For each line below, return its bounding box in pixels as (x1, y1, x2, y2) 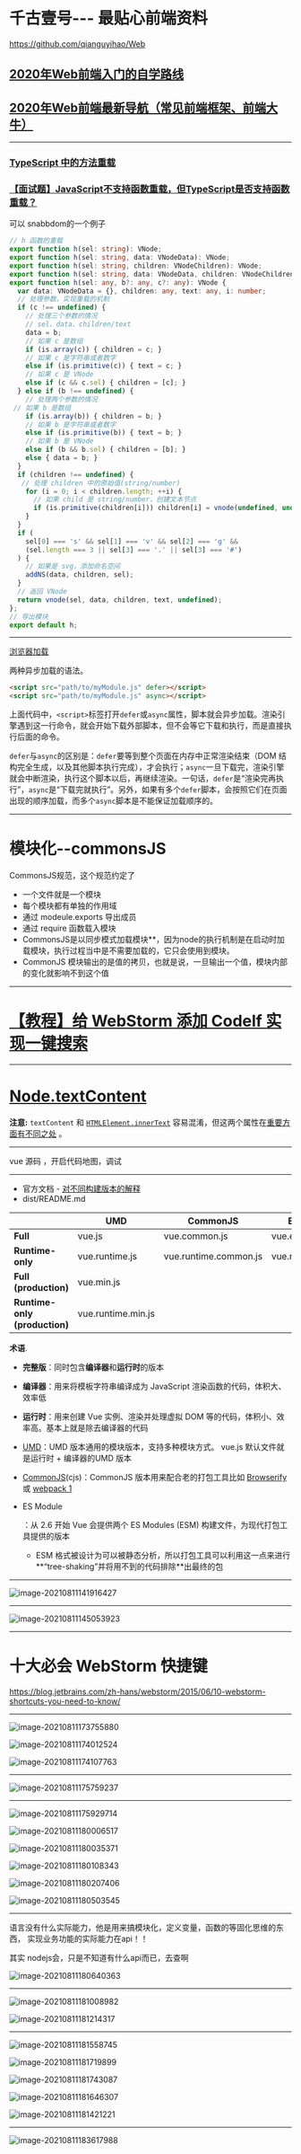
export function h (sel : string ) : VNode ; (9, 244, 163, 254)
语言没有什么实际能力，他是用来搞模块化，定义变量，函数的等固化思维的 (9, 1921, 276, 1932)
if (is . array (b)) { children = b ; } (25, 411, 163, 420)
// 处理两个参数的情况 (25, 394, 99, 404)
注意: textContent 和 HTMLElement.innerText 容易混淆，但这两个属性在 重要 (9, 1117, 283, 1128)
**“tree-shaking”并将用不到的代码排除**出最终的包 (35, 1561, 224, 1572)
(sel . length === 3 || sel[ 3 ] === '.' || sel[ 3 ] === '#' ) (25, 545, 243, 554)
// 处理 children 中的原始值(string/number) (21, 478, 181, 488)
